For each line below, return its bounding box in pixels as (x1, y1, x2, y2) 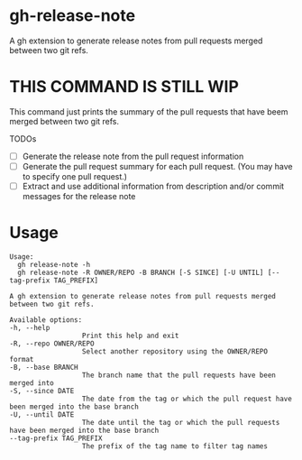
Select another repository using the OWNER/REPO (81, 347, 269, 356)
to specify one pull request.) (22, 171, 128, 181)
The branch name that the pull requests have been (81, 371, 277, 380)
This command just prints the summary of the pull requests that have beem (9, 106, 288, 117)
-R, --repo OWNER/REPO (9, 339, 95, 348)
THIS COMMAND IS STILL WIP (9, 77, 239, 97)
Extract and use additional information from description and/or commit (22, 181, 285, 191)
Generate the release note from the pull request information (22, 151, 244, 161)
